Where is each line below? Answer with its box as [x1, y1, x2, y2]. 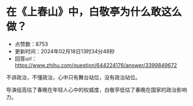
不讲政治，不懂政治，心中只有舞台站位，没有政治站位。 [6, 74, 140, 81]
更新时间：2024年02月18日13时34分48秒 [14, 47, 115, 54]
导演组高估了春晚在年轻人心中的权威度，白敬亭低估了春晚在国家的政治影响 [6, 86, 187, 93]
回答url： [14, 55, 37, 62]
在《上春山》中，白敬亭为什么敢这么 [6, 5, 182, 19]
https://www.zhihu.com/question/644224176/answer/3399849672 [14, 61, 177, 69]
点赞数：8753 [14, 40, 48, 47]
